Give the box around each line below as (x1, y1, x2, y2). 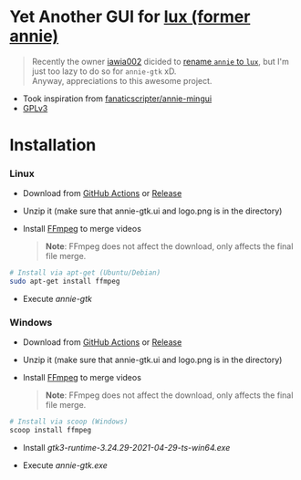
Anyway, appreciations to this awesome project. (31, 75, 213, 86)
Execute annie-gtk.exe (22, 460, 108, 471)
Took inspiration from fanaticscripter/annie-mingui (22, 93, 213, 104)
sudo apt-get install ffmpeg (9, 277, 120, 287)
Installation (9, 135, 97, 156)
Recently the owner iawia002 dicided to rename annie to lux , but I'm (31, 56, 289, 67)
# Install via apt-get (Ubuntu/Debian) (9, 268, 161, 277)
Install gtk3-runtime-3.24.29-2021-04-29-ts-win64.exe (22, 443, 231, 454)
